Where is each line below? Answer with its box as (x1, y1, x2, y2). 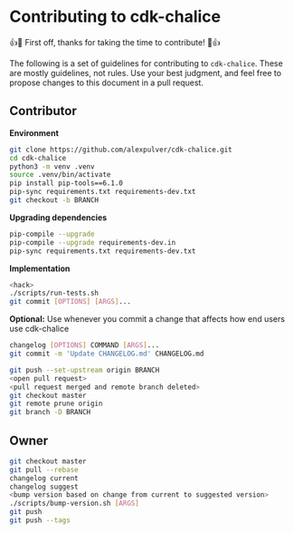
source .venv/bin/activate (9, 170, 111, 180)
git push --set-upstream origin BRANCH (9, 365, 160, 374)
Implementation (9, 263, 71, 274)
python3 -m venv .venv (9, 161, 95, 171)
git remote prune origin (9, 399, 103, 409)
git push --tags (9, 516, 71, 525)
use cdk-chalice (9, 324, 70, 335)
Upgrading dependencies (9, 211, 108, 223)
